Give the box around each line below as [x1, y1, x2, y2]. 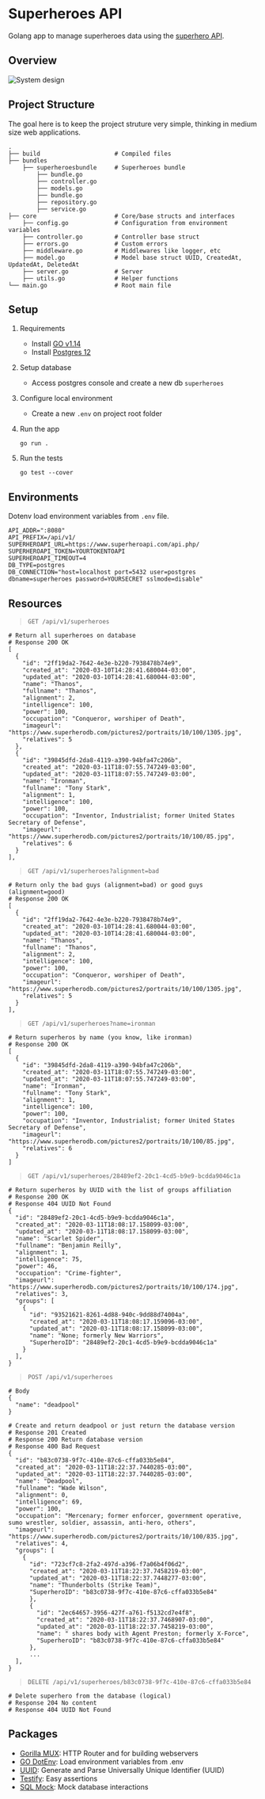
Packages [8, 1728, 58, 1741]
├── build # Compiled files [8, 150, 172, 158]
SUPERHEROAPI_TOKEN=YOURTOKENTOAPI [8, 547, 126, 555]
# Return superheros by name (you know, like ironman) [8, 1034, 193, 1042]
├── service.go [36, 205, 87, 213]
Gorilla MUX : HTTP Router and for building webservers [19, 1748, 199, 1758]
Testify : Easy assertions [19, 1774, 98, 1783]
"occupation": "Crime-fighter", [15, 1269, 123, 1277]
